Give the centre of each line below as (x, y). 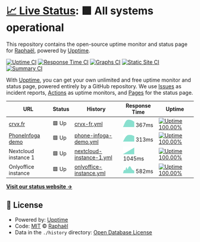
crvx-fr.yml (88, 124)
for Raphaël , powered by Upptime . (48, 50)
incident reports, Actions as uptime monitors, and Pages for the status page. (100, 92)
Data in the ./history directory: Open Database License (83, 232)
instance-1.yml (93, 157)
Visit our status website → (39, 186)
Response (138, 106)
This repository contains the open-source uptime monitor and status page (97, 44)
